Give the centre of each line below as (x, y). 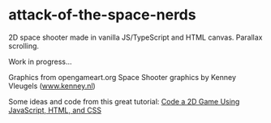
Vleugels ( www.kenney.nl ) (52, 86)
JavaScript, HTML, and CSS (55, 110)
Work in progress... (40, 61)
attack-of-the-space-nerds (102, 15)
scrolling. (24, 45)
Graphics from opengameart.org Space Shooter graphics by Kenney (123, 77)
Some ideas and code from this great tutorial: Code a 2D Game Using (124, 101)
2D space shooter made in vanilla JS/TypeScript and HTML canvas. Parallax (135, 37)
